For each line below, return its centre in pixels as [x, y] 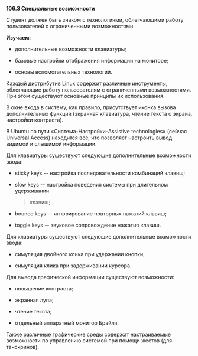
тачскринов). [23, 347]
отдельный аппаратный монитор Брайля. [67, 323]
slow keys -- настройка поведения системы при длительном [91, 184]
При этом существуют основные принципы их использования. [85, 96]
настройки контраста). [35, 120]
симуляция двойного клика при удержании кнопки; [79, 254]
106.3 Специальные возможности [51, 9]
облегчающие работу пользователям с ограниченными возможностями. [99, 90]
